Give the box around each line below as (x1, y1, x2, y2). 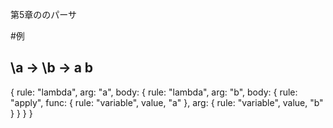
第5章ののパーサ (10, 9, 78, 20)
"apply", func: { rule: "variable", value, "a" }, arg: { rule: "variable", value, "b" (10, 96, 324, 108)
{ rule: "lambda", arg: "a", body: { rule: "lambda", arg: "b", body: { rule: (10, 86, 298, 98)
